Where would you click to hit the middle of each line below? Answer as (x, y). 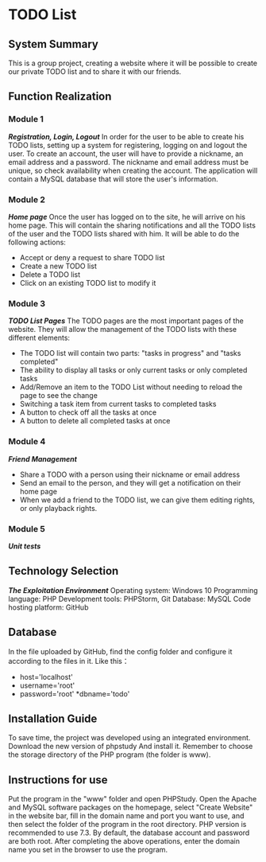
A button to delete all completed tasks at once (95, 421)
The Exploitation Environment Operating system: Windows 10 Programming (133, 590)
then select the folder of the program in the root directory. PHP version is (127, 825)
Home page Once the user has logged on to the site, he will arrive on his (127, 216)
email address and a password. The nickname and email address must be (128, 162)
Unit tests (25, 546)
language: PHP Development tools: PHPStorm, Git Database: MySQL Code (130, 599)
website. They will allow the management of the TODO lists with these (122, 330)
